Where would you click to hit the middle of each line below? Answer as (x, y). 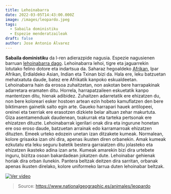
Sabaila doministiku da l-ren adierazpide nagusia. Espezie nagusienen (80, 58)
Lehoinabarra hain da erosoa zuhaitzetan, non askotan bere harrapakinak (83, 85)
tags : (11, 24)
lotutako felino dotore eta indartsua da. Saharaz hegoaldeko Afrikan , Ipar (82, 68)
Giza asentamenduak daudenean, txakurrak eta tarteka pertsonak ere (79, 117)
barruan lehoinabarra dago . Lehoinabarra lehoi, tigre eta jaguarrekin (77, 63)
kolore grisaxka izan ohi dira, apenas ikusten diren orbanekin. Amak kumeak (86, 139)
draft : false (19, 39)
